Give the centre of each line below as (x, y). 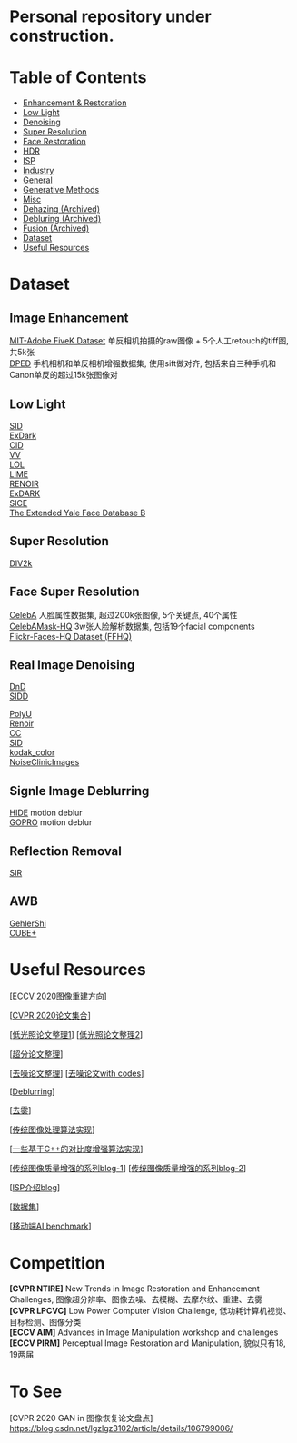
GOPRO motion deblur (51, 822)
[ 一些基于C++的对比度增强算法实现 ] (76, 1149)
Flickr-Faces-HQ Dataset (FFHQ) (71, 636)
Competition (58, 1263)
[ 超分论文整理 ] (36, 1054)
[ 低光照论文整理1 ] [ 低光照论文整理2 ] (76, 1034)
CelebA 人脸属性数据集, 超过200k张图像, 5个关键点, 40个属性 (124, 614)
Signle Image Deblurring (79, 791)
